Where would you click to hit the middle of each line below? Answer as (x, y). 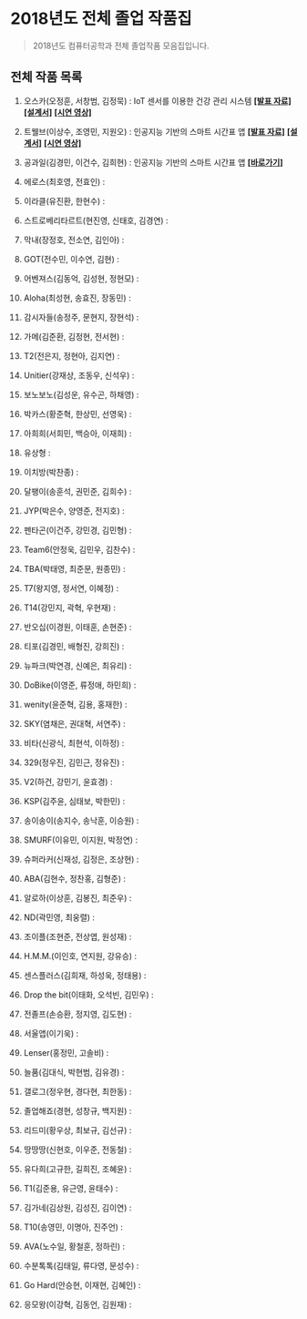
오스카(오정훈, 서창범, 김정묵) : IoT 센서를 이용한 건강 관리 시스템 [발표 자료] (157, 100)
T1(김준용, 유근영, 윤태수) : (71, 1188)
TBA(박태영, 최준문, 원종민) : (74, 568)
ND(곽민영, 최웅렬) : (59, 917)
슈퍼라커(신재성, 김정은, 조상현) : (81, 859)
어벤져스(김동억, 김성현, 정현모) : (81, 278)
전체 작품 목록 (46, 77)
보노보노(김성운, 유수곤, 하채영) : (81, 394)
